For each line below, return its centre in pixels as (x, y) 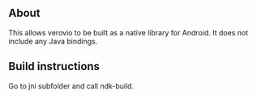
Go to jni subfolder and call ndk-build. (71, 86)
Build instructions (54, 66)
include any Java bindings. (53, 41)
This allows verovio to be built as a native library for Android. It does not (128, 32)
